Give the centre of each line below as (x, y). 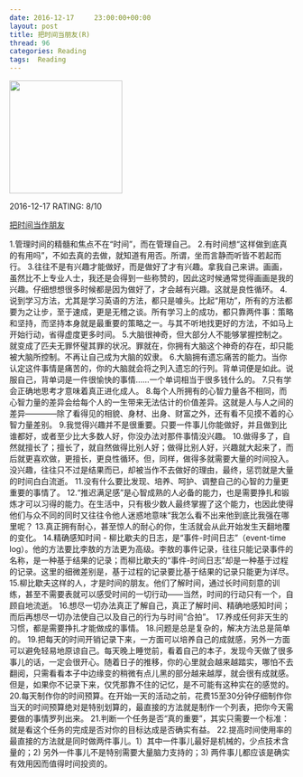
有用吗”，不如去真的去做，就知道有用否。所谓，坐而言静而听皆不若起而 (149, 255)
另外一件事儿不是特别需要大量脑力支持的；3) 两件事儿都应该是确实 (166, 752)
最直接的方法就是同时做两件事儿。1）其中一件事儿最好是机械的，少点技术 (145, 741)
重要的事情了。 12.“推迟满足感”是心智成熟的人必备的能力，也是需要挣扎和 (146, 492)
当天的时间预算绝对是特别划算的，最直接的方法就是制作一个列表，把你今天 (147, 707)
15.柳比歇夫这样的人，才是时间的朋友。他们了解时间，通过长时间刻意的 (141, 583)
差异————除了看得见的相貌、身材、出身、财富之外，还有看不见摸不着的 (147, 413)
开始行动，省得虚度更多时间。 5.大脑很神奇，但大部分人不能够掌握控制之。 (148, 334)
